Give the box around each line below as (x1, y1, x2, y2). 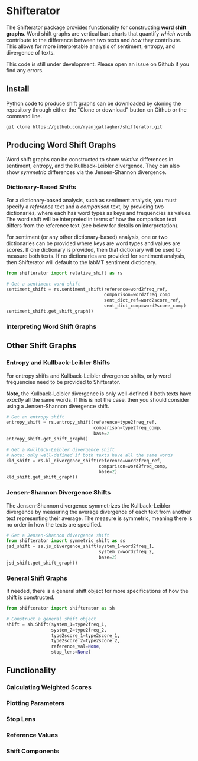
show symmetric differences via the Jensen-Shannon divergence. (6, 168, 167, 176)
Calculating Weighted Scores (6, 683, 92, 692)
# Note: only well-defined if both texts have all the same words (6, 452, 173, 458)
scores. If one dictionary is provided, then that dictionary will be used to (6, 246, 181, 253)
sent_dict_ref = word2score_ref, (103, 297, 181, 303)
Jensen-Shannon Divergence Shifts (6, 489, 111, 497)
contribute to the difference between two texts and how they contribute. (6, 36, 182, 43)
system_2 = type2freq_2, (51, 627, 108, 633)
